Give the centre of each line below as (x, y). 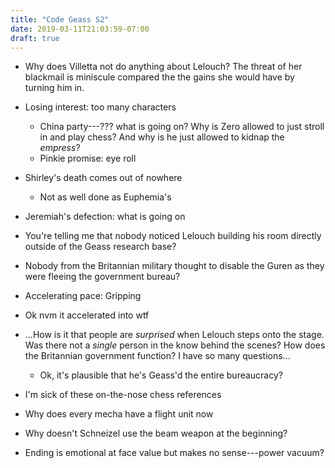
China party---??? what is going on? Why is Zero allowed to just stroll (182, 127)
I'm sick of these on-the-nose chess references (123, 395)
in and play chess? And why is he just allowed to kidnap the (162, 137)
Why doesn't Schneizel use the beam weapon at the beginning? (156, 433)
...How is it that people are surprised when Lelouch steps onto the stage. (174, 335)
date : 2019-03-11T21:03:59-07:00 (80, 29)
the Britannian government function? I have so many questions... (157, 356)
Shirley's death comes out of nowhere (103, 178)
